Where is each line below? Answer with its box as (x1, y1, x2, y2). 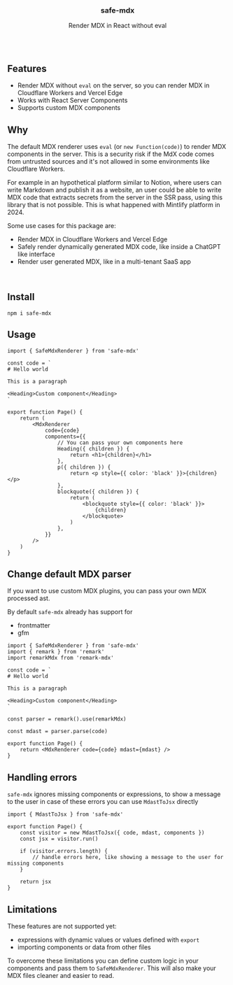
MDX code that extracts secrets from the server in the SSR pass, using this (7, 193, 223, 201)
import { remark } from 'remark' (7, 649, 105, 656)
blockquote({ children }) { (57, 488, 139, 495)
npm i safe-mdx (7, 309, 52, 317)
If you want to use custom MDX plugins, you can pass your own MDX (7, 587, 206, 595)
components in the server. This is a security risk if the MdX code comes (7, 150, 215, 158)
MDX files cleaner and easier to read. (7, 971, 114, 979)
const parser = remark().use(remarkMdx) (7, 716, 127, 723)
